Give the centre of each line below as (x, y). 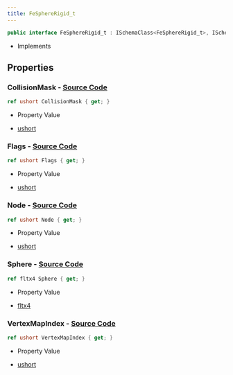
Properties (31, 68)
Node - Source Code (42, 205)
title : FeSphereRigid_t (42, 14)
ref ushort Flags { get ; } (46, 161)
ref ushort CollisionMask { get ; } (59, 102)
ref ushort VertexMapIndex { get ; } (60, 338)
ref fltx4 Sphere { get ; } (46, 279)
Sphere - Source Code (45, 264)
